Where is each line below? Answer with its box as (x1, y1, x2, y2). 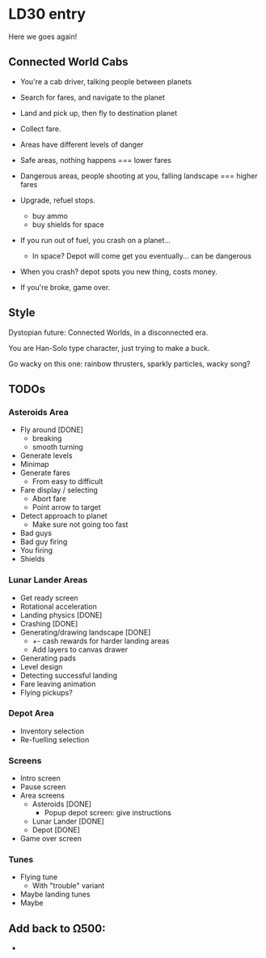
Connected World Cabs (8, 55, 129, 69)
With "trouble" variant (32, 881, 105, 891)
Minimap (19, 460, 50, 469)
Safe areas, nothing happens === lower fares (19, 155, 171, 165)
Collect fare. (19, 123, 61, 134)
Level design (19, 661, 63, 671)
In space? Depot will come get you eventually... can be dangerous (32, 250, 252, 260)
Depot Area (8, 708, 54, 719)
